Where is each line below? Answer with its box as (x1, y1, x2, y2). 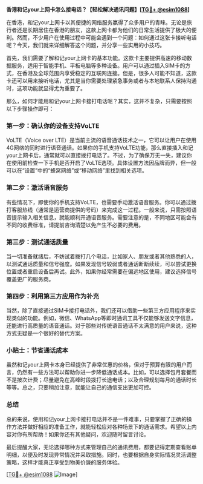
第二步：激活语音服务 (6, 184, 68, 192)
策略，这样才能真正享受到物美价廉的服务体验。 (6, 459, 123, 466)
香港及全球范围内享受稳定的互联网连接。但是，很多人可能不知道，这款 (22, 70, 197, 76)
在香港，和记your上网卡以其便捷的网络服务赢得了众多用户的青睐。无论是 (6, 19, 187, 26)
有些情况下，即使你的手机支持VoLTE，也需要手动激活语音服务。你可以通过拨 (6, 198, 197, 205)
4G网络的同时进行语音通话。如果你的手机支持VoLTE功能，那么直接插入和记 (6, 144, 193, 151)
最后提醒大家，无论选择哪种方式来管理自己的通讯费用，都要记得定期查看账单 (6, 443, 197, 451)
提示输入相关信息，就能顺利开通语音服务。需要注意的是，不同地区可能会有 (11, 213, 197, 220)
